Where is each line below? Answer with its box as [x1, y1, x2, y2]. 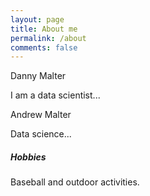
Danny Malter [10, 70, 67, 82]
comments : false [10, 42, 78, 53]
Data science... [10, 128, 72, 140]
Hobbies [10, 151, 47, 163]
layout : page [10, 14, 65, 25]
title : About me [10, 24, 78, 34]
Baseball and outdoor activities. [10, 176, 140, 188]
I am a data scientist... [10, 89, 101, 101]
